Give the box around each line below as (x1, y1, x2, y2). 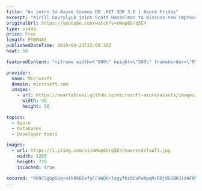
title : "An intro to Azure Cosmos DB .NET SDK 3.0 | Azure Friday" (6, 8, 179, 15)
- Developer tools (11, 131, 58, 137)
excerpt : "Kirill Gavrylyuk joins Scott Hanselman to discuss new (6, 14, 176, 20)
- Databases (11, 125, 42, 131)
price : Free (6, 31, 36, 37)
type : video (6, 25, 36, 32)
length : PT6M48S (6, 37, 47, 43)
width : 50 (22, 98, 47, 104)
